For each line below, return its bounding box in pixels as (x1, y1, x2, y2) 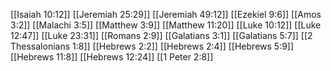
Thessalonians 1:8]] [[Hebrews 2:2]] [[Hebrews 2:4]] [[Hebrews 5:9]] (10, 40, 295, 52)
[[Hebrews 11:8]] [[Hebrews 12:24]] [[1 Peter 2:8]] (10, 51, 214, 63)
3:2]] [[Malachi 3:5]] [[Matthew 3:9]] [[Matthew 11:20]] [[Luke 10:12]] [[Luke (10, 19, 322, 31)
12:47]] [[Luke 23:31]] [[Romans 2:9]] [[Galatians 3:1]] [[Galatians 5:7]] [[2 (10, 30, 313, 41)
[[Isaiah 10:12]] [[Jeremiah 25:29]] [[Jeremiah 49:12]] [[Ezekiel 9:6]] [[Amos (10, 9, 322, 20)
